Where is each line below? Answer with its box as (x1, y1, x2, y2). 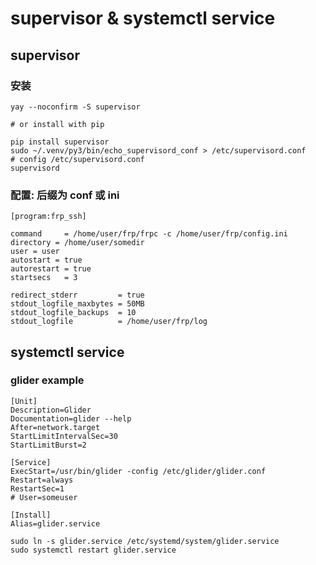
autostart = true (10, 255, 83, 266)
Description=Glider (10, 405, 92, 415)
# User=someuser (10, 492, 78, 502)
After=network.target (10, 422, 101, 432)
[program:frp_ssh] (10, 212, 87, 222)
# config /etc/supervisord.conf (10, 154, 145, 164)
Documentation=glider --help (10, 413, 132, 424)
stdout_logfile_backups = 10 (10, 308, 137, 318)
